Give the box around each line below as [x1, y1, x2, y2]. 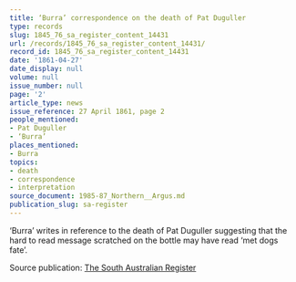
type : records [9, 22, 64, 31]
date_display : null [9, 65, 84, 74]
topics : [9, 157, 39, 167]
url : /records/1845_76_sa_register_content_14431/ [9, 38, 206, 48]
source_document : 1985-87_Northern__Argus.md [9, 192, 185, 201]
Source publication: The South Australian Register [9, 262, 197, 273]
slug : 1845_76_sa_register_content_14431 [9, 30, 169, 39]
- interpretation [9, 183, 76, 193]
